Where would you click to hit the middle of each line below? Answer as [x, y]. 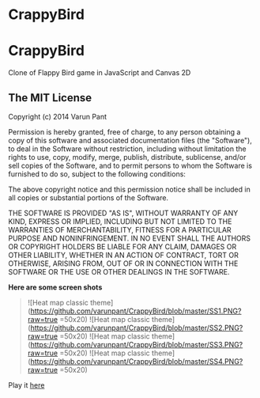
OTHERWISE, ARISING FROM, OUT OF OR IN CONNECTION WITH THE [123, 263]
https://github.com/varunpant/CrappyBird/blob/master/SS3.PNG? [137, 344]
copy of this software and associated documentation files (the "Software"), [130, 140]
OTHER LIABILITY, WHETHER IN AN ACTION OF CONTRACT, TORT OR [123, 255]
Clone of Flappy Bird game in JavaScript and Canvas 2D [100, 73]
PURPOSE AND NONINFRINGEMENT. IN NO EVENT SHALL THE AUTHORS [130, 238]
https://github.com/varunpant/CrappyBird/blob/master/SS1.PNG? [136, 311]
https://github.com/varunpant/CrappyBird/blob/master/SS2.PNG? [137, 328]
